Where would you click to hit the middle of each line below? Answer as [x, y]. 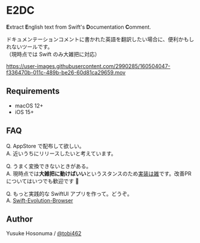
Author [19, 219]
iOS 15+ [24, 112]
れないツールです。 [30, 47]
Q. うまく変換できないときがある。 [49, 166]
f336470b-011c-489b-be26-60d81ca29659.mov [66, 72]
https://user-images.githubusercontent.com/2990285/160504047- [88, 66]
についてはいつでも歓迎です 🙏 [43, 181]
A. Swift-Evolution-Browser [40, 200]
